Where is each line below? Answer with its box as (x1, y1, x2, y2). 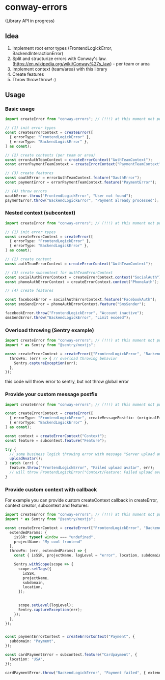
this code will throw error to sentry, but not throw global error (5, 378, 129, 385)
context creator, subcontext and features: (5, 502, 89, 508)
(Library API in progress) (5, 18, 55, 24)
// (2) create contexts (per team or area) (5, 153, 96, 157)
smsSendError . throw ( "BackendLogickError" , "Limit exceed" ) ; (5, 315, 131, 320)
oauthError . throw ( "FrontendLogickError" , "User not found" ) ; (5, 193, 133, 198)
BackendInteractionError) (12, 50, 64, 56)
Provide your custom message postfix (5, 391, 98, 398)
